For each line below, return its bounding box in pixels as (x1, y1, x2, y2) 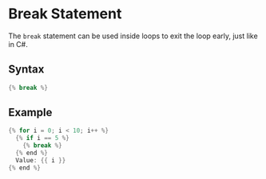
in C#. (8, 39, 28, 49)
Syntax (8, 63, 45, 76)
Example (8, 106, 53, 119)
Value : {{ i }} (15, 156, 66, 164)
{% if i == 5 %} (15, 134, 69, 142)
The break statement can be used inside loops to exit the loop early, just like (8, 31, 258, 41)
